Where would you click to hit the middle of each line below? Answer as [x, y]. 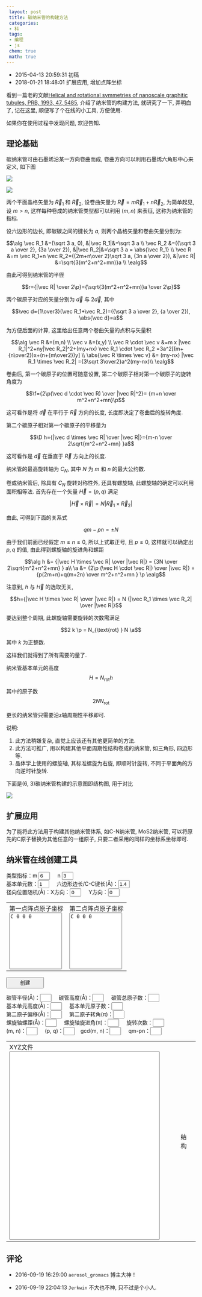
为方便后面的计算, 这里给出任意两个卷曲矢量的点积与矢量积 [79, 330]
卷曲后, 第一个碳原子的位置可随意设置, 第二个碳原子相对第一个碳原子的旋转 [99, 374]
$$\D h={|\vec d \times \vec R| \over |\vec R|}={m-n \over [101, 437]
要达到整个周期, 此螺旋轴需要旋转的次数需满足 [63, 617]
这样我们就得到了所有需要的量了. [47, 655]
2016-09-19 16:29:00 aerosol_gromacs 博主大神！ [76, 1274]
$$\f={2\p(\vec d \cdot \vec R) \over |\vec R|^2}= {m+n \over [101, 394]
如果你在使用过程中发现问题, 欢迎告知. [54, 123]
